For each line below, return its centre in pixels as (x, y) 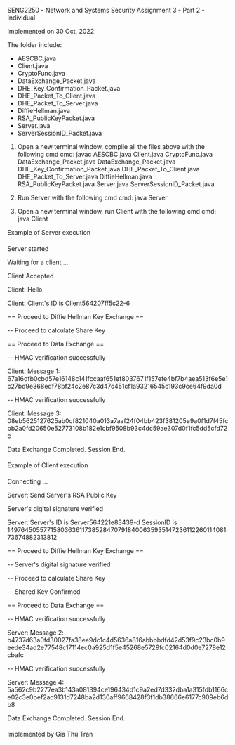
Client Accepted (31, 276)
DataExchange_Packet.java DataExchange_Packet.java (96, 162)
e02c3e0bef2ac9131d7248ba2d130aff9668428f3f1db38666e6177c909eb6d (118, 697)
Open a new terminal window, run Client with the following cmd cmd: (116, 211)
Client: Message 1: (34, 371)
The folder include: (35, 45)
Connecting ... (28, 481)
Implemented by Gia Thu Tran (50, 734)
